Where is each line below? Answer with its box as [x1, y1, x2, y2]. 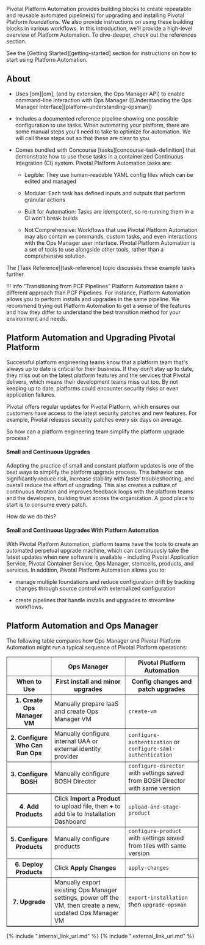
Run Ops [16, 749, 42, 757]
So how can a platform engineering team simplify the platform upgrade [6, 428, 185, 435]
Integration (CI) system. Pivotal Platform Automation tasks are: [15, 159, 172, 166]
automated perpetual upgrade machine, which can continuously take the [6, 547, 189, 555]
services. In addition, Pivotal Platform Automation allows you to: [6, 566, 167, 574]
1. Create [15, 696, 43, 704]
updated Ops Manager [54, 908, 119, 917]
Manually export [54, 878, 101, 886]
